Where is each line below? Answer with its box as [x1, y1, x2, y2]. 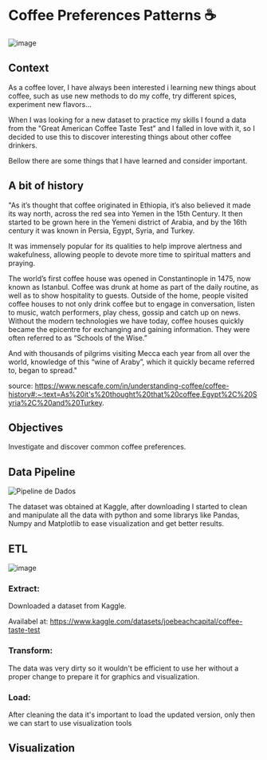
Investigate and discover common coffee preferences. [8, 442, 187, 452]
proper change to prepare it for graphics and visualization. [8, 671, 200, 681]
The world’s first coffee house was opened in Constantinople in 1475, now [8, 273, 251, 283]
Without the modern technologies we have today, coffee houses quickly [8, 316, 245, 326]
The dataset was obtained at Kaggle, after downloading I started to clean [8, 502, 248, 512]
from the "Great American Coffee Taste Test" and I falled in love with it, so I [8, 123, 255, 133]
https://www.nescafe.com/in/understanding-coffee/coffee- [34, 381, 230, 390]
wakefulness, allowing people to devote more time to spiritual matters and [8, 249, 251, 259]
